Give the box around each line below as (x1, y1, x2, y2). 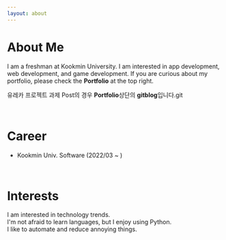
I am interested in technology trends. (7, 211, 111, 219)
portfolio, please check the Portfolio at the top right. (7, 77, 154, 85)
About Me (7, 39, 64, 55)
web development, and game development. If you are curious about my (7, 69, 208, 77)
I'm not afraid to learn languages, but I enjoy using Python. (7, 218, 172, 226)
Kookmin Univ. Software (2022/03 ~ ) (16, 151, 123, 159)
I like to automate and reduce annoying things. (7, 225, 138, 233)
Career (7, 128, 47, 144)
